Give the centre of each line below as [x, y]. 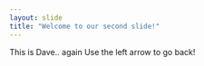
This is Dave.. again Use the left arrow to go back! [102, 52]
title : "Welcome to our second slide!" [85, 26]
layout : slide [36, 18]
